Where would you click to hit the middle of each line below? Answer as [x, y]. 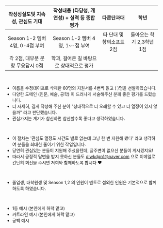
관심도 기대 [31, 21]
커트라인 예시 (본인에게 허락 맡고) [43, 214]
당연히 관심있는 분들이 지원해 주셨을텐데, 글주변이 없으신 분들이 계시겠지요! [83, 150]
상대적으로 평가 [77, 66]
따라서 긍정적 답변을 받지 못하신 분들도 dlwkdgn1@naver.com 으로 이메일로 [84, 156]
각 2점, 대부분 [24, 58]
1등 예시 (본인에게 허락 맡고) [39, 208]
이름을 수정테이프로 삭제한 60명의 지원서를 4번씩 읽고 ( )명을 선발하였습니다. [84, 88]
